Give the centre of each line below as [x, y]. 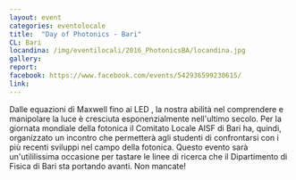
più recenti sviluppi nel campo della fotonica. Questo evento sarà [129, 147]
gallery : [25, 59]
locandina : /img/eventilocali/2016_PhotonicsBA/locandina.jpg [127, 51]
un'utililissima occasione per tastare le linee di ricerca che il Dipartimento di [148, 156]
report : [24, 68]
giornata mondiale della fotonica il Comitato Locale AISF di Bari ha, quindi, [145, 128]
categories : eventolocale [57, 26]
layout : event [36, 17]
